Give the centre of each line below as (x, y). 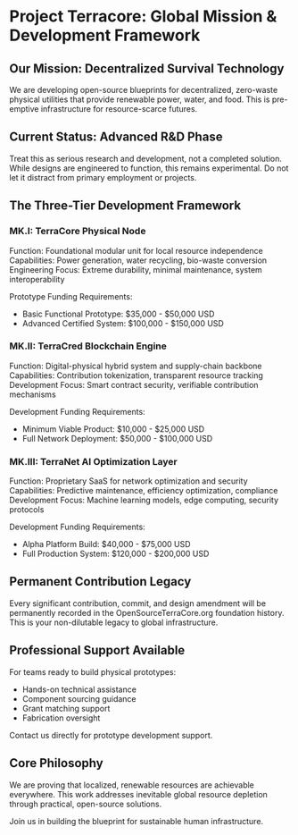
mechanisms (33, 394)
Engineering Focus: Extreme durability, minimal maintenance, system (136, 269)
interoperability (37, 279)
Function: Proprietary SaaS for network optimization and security (128, 481)
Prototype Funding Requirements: (71, 296)
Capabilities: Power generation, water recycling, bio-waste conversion (138, 260)
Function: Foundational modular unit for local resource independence (136, 250)
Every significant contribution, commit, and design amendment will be (137, 603)
